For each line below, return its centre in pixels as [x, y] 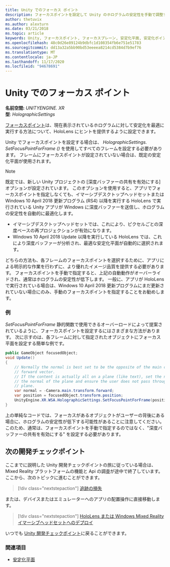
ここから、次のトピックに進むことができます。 [54, 477]
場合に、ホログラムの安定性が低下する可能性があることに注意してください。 [85, 421]
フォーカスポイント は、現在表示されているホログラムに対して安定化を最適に [85, 125]
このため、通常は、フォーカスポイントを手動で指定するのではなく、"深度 [82, 428]
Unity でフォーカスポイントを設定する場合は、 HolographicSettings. [76, 142]
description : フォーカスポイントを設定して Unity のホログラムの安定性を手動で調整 [84, 15]
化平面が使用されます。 [30, 161]
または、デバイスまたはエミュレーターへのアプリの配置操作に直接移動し [80, 499]
